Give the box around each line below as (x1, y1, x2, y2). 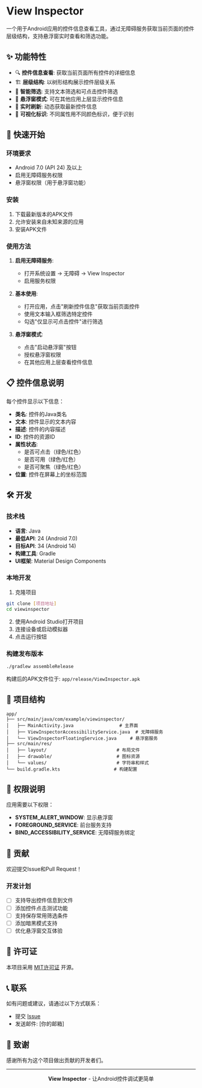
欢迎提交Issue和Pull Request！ (6, 866, 82, 873)
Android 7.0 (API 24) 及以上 (14, 164, 83, 171)
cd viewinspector (6, 606, 50, 612)
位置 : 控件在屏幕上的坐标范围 (14, 471, 87, 478)
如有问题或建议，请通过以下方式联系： (6, 1000, 101, 1007)
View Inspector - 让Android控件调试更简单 (47, 1075, 155, 1083)
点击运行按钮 (14, 633, 47, 640)
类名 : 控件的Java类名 (14, 410, 67, 417)
